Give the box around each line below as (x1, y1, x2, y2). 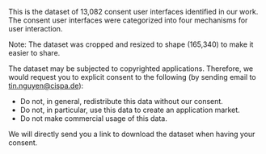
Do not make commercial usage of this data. (19, 114, 167, 123)
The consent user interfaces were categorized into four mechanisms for (8, 15, 248, 25)
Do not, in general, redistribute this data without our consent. (19, 97, 224, 106)
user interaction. (8, 24, 63, 33)
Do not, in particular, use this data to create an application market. (19, 105, 240, 114)
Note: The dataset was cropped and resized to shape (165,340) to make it (8, 40, 254, 49)
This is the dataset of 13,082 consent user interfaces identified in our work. (8, 7, 259, 16)
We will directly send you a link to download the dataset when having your (8, 129, 255, 139)
